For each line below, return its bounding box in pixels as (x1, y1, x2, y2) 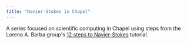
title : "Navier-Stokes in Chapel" (6, 8, 91, 15)
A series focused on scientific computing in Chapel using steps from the (6, 25, 181, 32)
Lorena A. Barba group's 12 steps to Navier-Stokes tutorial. (6, 31, 149, 38)
